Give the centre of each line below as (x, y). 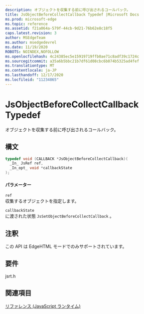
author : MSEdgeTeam (25, 38)
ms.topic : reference (27, 24)
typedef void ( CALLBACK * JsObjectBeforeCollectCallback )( (67, 159)
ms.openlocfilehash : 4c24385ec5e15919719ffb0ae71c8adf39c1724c (72, 56)
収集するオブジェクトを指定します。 (42, 201)
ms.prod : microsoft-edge (31, 19)
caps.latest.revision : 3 (31, 33)
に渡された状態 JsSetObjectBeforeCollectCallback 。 (60, 216)
